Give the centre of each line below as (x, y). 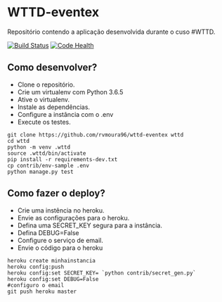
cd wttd (19, 141)
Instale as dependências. (53, 107)
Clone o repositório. (46, 84)
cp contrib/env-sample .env (48, 165)
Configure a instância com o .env (65, 114)
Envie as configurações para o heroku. (73, 218)
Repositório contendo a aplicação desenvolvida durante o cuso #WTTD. (111, 32)
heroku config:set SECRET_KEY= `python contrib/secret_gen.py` (102, 273)
